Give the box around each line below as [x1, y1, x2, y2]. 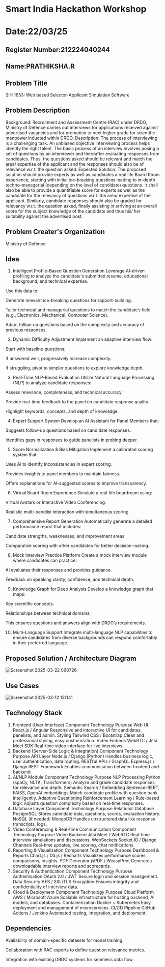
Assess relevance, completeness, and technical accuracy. [5, 390, 123, 395]
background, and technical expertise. [12, 278, 88, 284]
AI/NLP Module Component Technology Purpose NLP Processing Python [12, 774, 161, 780]
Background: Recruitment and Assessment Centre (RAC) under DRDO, [5, 119, 148, 125]
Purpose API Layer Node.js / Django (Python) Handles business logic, [12, 753, 154, 759]
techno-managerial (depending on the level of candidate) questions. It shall [5, 182, 158, 188]
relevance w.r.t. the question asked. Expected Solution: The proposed [5, 166, 146, 172]
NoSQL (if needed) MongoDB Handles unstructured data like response [12, 816, 156, 822]
